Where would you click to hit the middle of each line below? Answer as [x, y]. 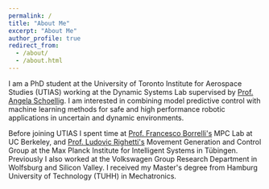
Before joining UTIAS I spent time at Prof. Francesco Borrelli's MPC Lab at [130, 133]
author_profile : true [45, 38]
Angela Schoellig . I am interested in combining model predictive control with [134, 101]
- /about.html [39, 61]
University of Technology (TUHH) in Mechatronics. [93, 176]
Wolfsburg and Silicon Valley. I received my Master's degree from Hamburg [133, 167]
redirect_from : [34, 46]
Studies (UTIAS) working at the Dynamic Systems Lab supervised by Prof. [131, 92]
